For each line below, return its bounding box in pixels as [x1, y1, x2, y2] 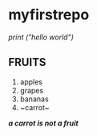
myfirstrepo [8, 6, 90, 24]
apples [19, 76, 42, 86]
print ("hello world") [8, 32, 74, 42]
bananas [19, 94, 50, 104]
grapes [19, 85, 44, 95]
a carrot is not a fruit [8, 118, 79, 128]
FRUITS [8, 56, 46, 69]
